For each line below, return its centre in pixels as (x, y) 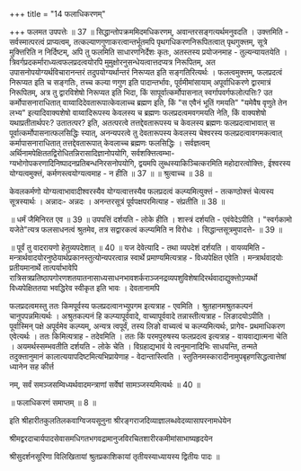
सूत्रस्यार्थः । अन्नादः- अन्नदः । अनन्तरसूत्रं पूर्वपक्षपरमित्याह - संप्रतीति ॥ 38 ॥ (117, 201)
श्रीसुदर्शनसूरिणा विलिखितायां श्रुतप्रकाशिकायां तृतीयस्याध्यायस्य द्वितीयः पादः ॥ (115, 457)
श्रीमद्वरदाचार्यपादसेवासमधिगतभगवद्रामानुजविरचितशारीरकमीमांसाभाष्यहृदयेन (111, 439)
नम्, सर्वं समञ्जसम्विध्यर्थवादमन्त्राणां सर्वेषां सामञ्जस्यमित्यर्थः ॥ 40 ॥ (105, 385)
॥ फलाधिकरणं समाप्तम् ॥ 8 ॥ (53, 403)
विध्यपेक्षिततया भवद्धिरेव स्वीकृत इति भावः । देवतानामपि (84, 288)
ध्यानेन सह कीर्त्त (31, 367)
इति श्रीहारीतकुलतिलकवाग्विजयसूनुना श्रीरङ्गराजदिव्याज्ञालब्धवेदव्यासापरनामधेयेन (120, 421)
